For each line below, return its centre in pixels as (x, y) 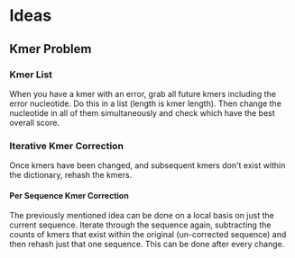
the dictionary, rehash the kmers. (71, 175)
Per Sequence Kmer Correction (69, 195)
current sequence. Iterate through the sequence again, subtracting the (140, 225)
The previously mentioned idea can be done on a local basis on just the (142, 216)
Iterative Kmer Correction (67, 146)
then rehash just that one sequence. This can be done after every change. (147, 245)
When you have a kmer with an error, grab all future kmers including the (143, 93)
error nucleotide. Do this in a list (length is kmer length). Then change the (146, 103)
